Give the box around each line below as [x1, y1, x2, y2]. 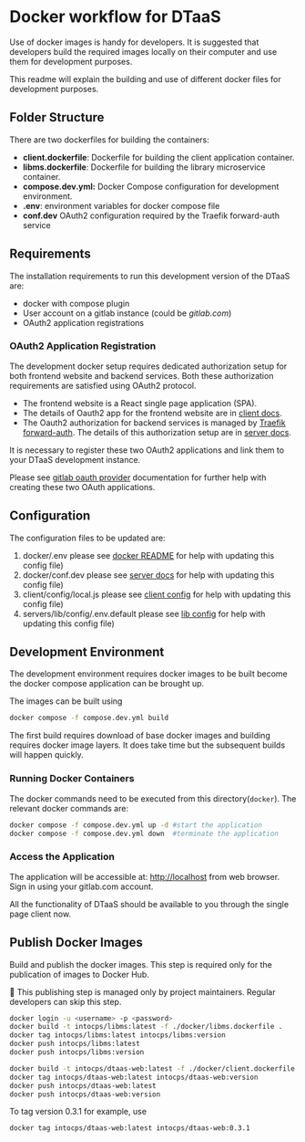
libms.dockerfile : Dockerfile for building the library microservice [22, 162, 266, 173]
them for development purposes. [9, 56, 133, 67]
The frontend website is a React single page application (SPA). [22, 397, 258, 408]
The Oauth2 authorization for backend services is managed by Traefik [22, 417, 286, 428]
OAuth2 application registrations [22, 317, 144, 328]
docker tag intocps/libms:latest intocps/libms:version [9, 1031, 226, 1040]
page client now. [9, 908, 71, 919]
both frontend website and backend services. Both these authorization [9, 370, 274, 381]
